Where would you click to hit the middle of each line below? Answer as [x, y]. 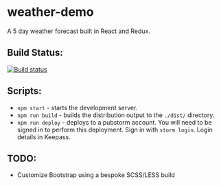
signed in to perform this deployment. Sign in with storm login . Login [115, 130]
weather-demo [50, 12]
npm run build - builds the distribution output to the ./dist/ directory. [116, 115]
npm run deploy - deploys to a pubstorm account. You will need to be [114, 122]
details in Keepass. [44, 137]
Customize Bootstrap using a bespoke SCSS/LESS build [96, 175]
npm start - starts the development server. [77, 107]
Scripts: [24, 91]
